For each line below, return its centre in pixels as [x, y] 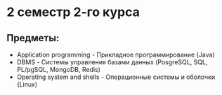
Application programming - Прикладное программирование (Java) [116, 54]
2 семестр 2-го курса [73, 12]
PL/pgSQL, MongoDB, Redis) [59, 70]
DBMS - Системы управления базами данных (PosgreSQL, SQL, [112, 62]
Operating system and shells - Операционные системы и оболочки [116, 77]
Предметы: [33, 38]
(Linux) [27, 84]
